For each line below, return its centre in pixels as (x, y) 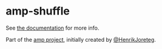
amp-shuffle (38, 11)
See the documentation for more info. (52, 28)
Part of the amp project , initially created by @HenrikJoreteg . (81, 39)
